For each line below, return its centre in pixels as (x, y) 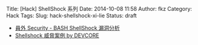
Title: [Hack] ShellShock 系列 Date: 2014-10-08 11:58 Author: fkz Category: (99, 9)
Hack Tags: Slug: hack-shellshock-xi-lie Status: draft (72, 16)
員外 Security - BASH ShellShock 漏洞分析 (67, 28)
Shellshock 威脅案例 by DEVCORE (57, 35)
